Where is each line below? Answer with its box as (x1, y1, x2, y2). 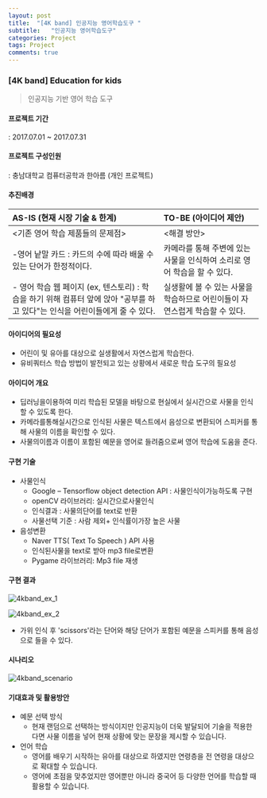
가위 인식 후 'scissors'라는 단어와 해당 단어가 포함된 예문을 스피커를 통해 (19, 625, 244, 635)
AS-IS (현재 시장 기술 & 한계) (12, 212, 117, 223)
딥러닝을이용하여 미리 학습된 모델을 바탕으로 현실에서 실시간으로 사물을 (19, 397, 239, 407)
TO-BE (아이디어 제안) (163, 212, 245, 223)
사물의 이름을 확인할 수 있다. (28, 427, 115, 436)
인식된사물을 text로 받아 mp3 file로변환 (31, 546, 154, 555)
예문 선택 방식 (19, 712, 63, 722)
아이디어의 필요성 (8, 329, 62, 338)
